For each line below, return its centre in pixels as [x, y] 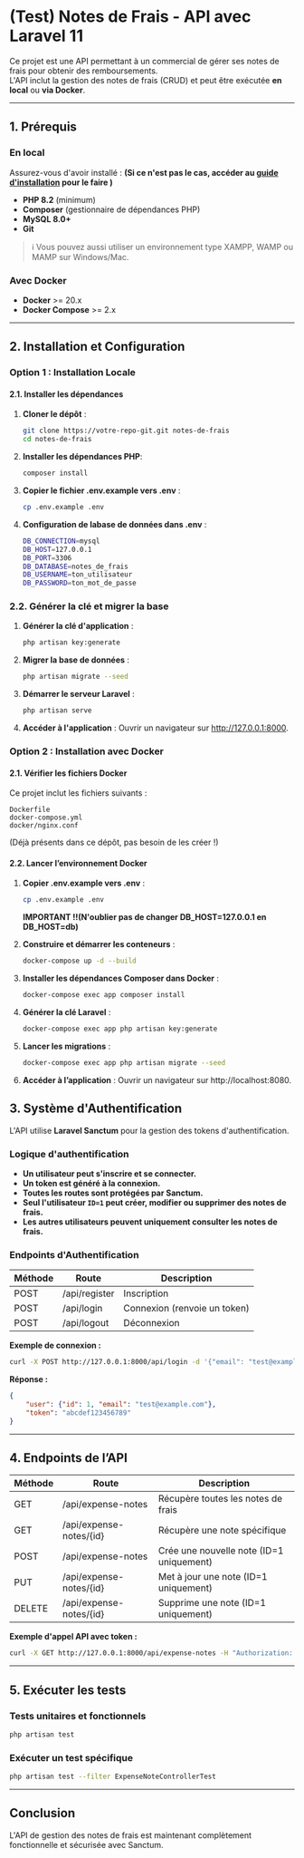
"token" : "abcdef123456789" [78, 1413]
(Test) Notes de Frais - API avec [130, 17]
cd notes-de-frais [57, 440]
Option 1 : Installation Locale [72, 373]
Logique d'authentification [69, 1154]
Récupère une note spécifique [222, 1531]
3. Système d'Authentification [96, 1109]
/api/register [88, 1293]
